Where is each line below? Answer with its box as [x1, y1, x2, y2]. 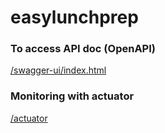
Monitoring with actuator [10, 89, 135, 103]
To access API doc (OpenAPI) [10, 42, 156, 56]
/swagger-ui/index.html [10, 64, 107, 76]
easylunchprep [10, 6, 139, 29]
